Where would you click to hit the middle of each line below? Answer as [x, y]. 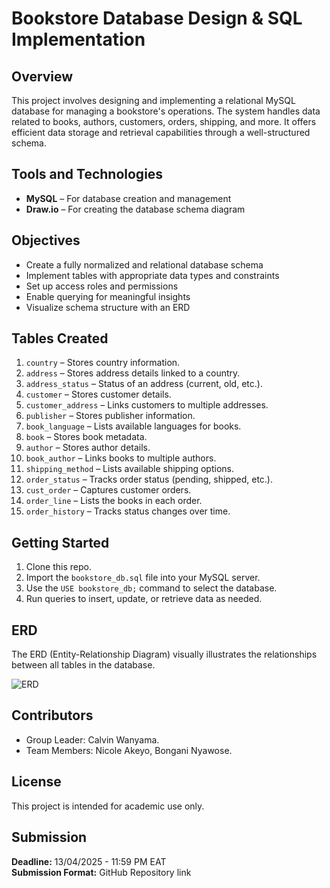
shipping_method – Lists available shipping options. [129, 469]
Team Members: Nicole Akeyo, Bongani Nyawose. [129, 750]
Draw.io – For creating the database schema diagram [135, 209]
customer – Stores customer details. [98, 394]
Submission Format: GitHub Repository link [101, 872]
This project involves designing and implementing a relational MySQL [153, 100]
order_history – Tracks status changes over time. [128, 511]
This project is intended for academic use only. [108, 806]
